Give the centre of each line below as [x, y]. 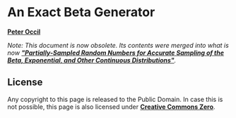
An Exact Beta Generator [81, 12]
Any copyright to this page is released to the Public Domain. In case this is [115, 99]
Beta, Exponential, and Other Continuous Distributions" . [92, 60]
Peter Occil [24, 32]
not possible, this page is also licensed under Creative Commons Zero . [111, 107]
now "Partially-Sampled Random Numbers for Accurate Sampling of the [116, 53]
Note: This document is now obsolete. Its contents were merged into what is [118, 45]
